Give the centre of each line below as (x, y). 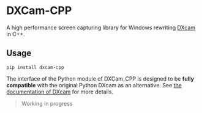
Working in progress (47, 103)
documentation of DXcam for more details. (60, 92)
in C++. (16, 34)
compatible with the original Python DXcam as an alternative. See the (94, 85)
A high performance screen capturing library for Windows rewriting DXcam (101, 27)
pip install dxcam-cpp (35, 67)
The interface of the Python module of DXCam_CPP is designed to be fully (100, 78)
